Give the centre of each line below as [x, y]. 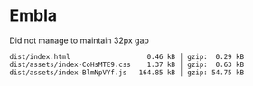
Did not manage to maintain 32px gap [79, 40]
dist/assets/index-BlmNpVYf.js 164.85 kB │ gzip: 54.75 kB [127, 73]
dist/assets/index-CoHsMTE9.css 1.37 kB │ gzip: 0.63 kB [127, 64]
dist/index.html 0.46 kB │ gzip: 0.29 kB [127, 56]
